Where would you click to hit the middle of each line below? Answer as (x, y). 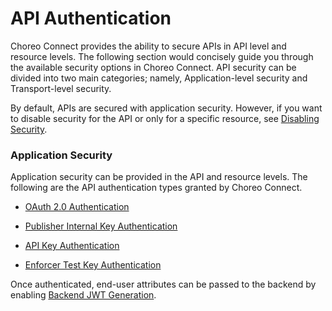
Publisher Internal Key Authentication (101, 226)
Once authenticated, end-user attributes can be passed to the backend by (163, 284)
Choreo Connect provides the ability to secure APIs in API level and (148, 46)
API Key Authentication (72, 246)
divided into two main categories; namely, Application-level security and (159, 78)
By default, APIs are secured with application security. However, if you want (166, 108)
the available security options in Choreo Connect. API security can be (153, 67)
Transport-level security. (61, 88)
